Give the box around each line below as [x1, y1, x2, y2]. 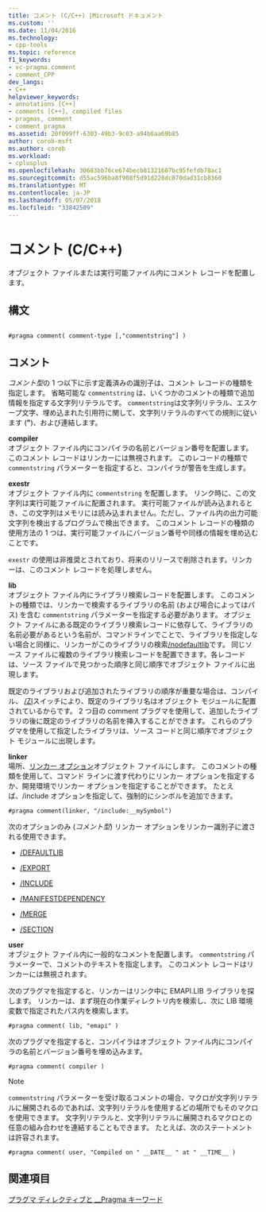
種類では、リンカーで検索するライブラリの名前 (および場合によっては [21, 600, 249, 609]
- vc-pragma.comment [8, 64, 77, 71]
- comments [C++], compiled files [8, 108, 123, 116]
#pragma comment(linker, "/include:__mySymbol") [8, 807, 172, 815]
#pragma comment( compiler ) [8, 1062, 105, 1071]
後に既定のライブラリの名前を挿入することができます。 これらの [29, 716, 240, 725]
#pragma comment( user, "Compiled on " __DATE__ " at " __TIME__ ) [8, 1148, 237, 1156]
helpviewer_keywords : [8, 93, 80, 101]
